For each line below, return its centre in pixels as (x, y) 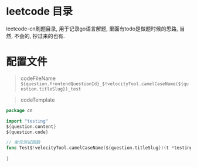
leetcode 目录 (40, 11)
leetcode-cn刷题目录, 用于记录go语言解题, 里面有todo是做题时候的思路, (92, 29)
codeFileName (38, 78)
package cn (19, 110)
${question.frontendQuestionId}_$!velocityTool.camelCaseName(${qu (104, 84)
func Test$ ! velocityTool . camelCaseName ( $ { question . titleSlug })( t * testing (99, 148)
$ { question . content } (31, 126)
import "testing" (27, 121)
